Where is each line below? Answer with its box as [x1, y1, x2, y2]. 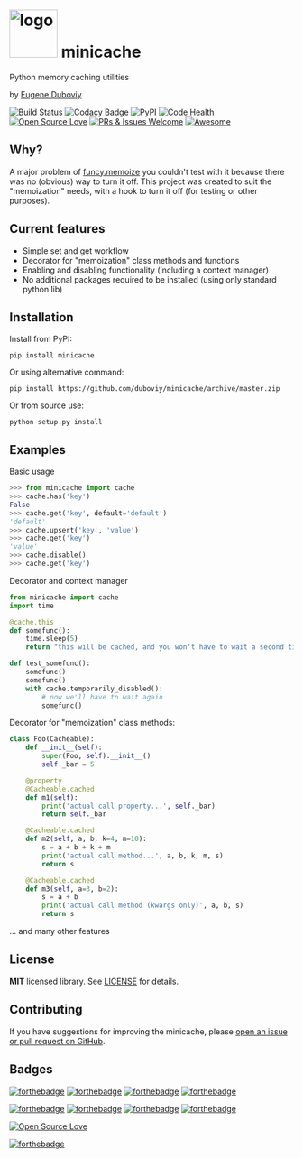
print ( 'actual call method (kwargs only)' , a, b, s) [41, 901, 244, 911]
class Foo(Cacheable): [9, 735, 95, 744]
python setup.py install [9, 418, 103, 427]
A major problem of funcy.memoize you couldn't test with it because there [9, 166, 286, 177]
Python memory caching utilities [9, 71, 129, 82]
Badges [9, 1061, 53, 1078]
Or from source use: [9, 400, 84, 411]
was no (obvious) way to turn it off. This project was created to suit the [9, 176, 272, 187]
